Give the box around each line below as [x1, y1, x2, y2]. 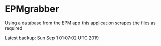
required [5, 25, 23, 31]
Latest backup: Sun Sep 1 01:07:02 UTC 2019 [5, 35, 99, 41]
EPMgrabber [5, 3, 59, 15]
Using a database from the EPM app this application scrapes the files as [5, 20, 156, 26]
